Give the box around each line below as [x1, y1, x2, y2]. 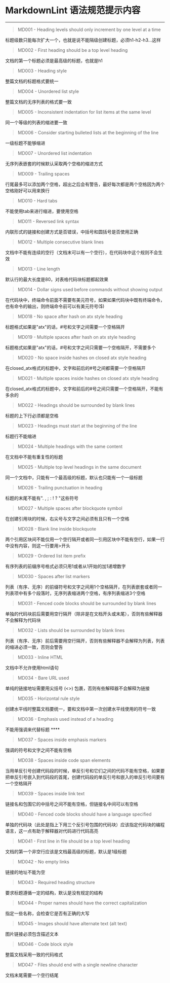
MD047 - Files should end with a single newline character [17, 962, 138, 968]
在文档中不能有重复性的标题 [5, 453, 63, 460]
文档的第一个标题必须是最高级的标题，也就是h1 [5, 57, 103, 63]
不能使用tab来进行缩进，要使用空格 [5, 208, 79, 214]
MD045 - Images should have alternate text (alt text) [17, 920, 127, 926]
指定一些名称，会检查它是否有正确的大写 [5, 910, 90, 916]
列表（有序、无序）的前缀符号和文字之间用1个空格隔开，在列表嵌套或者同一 [5, 584, 162, 590]
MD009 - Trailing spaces [17, 170, 70, 177]
